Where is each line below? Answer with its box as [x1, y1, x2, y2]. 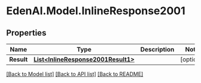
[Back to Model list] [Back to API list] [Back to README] [6, 71, 144, 78]
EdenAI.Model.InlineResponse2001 [6, 4, 185, 18]
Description [140, 46, 175, 53]
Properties [6, 28, 47, 38]
